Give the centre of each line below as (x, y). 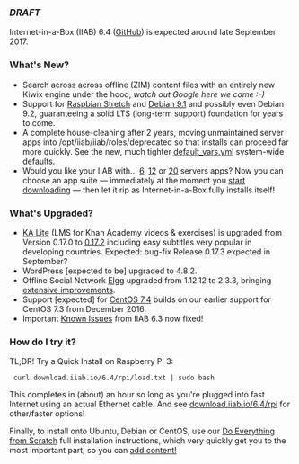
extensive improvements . (69, 290)
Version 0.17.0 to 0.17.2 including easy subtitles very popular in (137, 242)
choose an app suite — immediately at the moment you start (134, 180)
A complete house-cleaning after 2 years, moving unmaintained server (153, 132)
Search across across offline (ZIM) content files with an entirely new (149, 85)
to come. (39, 122)
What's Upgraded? (52, 213)
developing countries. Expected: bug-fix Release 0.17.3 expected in (146, 251)
